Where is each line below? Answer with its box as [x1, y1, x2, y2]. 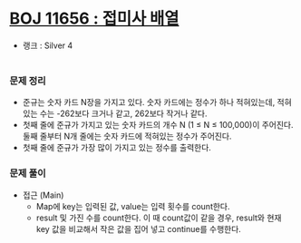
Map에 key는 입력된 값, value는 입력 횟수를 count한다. [35, 200, 230, 211]
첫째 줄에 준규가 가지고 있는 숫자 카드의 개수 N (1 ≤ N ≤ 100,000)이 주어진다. [22, 120, 294, 131]
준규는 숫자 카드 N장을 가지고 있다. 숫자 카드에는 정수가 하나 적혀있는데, [22, 97, 276, 108]
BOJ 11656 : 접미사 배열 [9, 8, 180, 29]
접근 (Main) [22, 190, 64, 200]
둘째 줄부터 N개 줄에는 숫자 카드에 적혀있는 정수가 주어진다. [22, 131, 232, 141]
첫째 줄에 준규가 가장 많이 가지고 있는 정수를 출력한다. [22, 142, 211, 153]
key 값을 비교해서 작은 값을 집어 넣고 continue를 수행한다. [35, 223, 242, 234]
